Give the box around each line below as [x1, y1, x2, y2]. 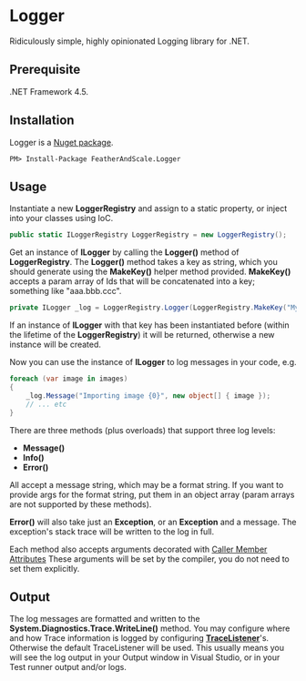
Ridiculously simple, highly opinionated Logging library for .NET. [9, 36, 250, 46]
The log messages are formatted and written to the [9, 614, 200, 625]
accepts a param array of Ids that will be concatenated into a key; [9, 276, 255, 287]
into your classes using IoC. [9, 213, 114, 224]
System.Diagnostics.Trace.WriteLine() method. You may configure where [9, 623, 291, 634]
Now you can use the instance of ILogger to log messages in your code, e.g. [9, 357, 297, 368]
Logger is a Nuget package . [9, 137, 114, 147]
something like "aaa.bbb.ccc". [9, 286, 122, 297]
